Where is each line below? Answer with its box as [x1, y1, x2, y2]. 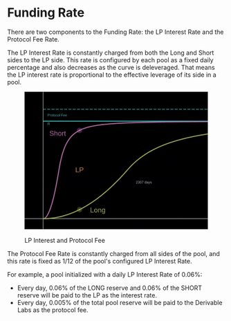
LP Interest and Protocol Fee [24, 236, 106, 244]
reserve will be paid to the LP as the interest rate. [17, 291, 158, 299]
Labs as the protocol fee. [17, 306, 89, 314]
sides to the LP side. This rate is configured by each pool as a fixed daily [7, 55, 214, 64]
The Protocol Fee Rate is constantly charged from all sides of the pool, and [7, 249, 220, 257]
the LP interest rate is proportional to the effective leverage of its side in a [7, 71, 216, 79]
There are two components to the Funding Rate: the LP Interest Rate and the [7, 28, 224, 36]
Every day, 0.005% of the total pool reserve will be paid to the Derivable [17, 298, 223, 306]
